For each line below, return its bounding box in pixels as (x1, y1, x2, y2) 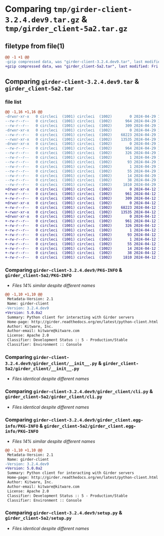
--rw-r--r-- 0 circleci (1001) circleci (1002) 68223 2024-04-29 (5, 132, 156, 137)
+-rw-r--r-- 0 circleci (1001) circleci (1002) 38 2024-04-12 (5, 250, 156, 255)
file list (5, 98, 22, 105)
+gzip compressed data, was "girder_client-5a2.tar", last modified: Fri (5, 64, 159, 69)
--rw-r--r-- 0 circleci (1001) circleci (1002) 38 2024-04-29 (5, 178, 156, 183)
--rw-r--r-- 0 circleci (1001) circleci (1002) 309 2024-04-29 (5, 123, 156, 128)
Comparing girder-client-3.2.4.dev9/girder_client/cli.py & (5, 388, 153, 395)
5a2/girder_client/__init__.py (5, 366, 80, 371)
